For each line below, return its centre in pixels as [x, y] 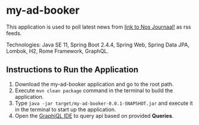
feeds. [14, 33]
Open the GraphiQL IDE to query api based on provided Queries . [94, 115]
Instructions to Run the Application [72, 70]
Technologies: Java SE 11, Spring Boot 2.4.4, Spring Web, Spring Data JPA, [98, 45]
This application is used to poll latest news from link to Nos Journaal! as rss [99, 27]
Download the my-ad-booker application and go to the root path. [94, 84]
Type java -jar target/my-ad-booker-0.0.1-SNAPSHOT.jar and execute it [104, 103]
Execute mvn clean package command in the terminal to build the [94, 90]
